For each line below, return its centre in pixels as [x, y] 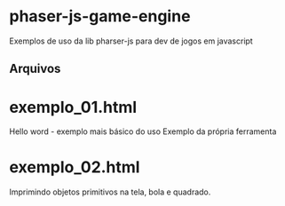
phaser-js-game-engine [100, 16]
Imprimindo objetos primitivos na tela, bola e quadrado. [110, 192]
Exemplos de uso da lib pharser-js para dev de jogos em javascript [131, 41]
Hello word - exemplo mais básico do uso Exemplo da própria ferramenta [143, 131]
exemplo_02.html [75, 167]
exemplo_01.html [73, 107]
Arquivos [35, 69]
